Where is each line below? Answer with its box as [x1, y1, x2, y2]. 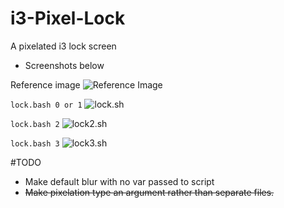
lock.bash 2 [10, 119, 60, 129]
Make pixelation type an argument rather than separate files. [24, 186, 275, 198]
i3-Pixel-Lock [10, 7, 126, 30]
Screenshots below [24, 59, 105, 71]
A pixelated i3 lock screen [10, 40, 117, 52]
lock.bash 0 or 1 [10, 100, 83, 110]
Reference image [10, 78, 81, 91]
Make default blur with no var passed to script [24, 175, 215, 187]
